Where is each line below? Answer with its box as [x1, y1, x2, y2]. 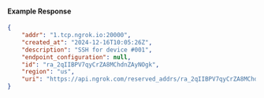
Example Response [7, 6, 72, 16]
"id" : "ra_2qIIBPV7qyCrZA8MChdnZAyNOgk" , [21, 60, 159, 69]
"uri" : [21, 75, 43, 83]
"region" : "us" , [21, 68, 76, 76]
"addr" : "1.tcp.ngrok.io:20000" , [21, 32, 132, 40]
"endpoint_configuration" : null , [21, 53, 132, 61]
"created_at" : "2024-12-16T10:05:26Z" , [21, 38, 153, 47]
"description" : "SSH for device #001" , [21, 46, 153, 54]
